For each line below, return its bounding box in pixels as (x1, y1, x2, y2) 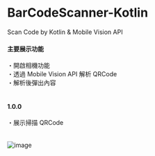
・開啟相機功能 (7, 61, 50, 70)
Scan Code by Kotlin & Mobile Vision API (7, 28, 123, 36)
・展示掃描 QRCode (7, 119, 64, 127)
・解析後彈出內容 (7, 78, 56, 87)
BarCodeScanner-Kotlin (7, 5, 148, 21)
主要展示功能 (7, 44, 44, 53)
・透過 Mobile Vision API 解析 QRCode (7, 70, 117, 78)
